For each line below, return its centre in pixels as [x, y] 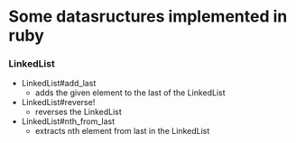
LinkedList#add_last [59, 84]
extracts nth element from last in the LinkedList [122, 131]
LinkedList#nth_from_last [68, 121]
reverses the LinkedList [79, 112]
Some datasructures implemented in [148, 17]
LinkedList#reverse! [58, 103]
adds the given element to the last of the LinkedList [130, 93]
